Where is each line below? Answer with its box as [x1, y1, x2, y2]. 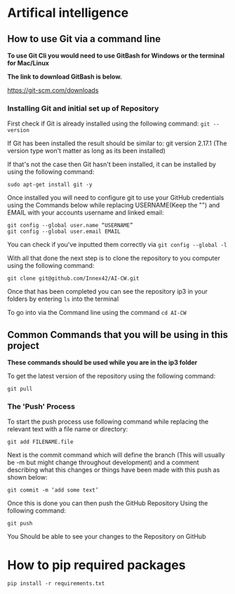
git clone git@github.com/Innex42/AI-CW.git [7, 275, 140, 282]
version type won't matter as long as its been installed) [7, 147, 166, 155]
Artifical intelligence [7, 5, 129, 21]
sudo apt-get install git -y [7, 181, 93, 189]
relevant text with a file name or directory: [7, 425, 128, 433]
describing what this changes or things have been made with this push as [7, 466, 220, 474]
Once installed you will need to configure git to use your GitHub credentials [7, 194, 224, 202]
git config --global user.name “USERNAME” [7, 222, 133, 229]
